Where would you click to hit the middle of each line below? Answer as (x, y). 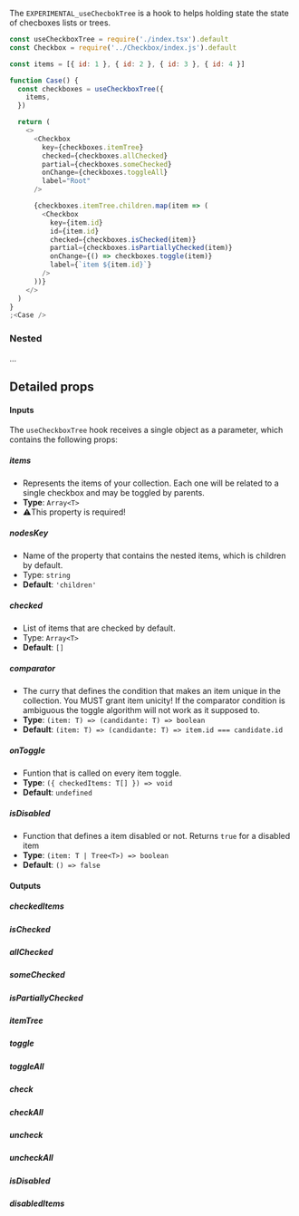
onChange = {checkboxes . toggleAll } (105, 173)
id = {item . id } (74, 231)
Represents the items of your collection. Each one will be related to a (150, 483)
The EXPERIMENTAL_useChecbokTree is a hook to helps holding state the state (149, 13)
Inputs (22, 410)
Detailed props (52, 386)
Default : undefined (57, 792)
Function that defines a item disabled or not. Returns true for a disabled (156, 835)
